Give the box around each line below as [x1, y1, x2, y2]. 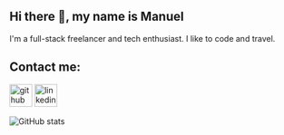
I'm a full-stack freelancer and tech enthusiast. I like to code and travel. [9, 33, 276, 43]
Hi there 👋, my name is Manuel [9, 9, 184, 24]
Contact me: [9, 60, 82, 75]
